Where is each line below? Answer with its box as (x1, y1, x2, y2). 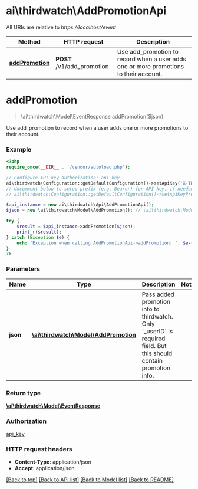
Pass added (141, 290, 175, 298)
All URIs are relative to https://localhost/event (6, 24, 117, 31)
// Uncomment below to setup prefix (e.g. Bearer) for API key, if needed (6, 186, 194, 192)
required (141, 334, 166, 343)
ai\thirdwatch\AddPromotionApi (6, 4, 167, 18)
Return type (6, 389, 41, 397)
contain (141, 356, 163, 365)
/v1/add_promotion (55, 62, 109, 70)
